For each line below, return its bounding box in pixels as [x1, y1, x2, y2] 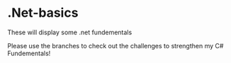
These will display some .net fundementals [7, 28, 133, 36]
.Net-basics [7, 5, 79, 21]
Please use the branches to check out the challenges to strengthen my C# [7, 41, 224, 50]
